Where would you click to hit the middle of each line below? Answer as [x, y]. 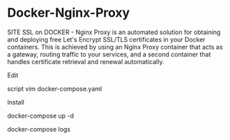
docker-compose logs [39, 129]
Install [16, 102]
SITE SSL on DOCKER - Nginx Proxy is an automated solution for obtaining [114, 32]
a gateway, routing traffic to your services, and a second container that [109, 54]
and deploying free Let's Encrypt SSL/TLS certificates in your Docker [106, 39]
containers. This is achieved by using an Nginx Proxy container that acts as [115, 47]
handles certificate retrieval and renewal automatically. [86, 61]
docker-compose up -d [41, 116]
